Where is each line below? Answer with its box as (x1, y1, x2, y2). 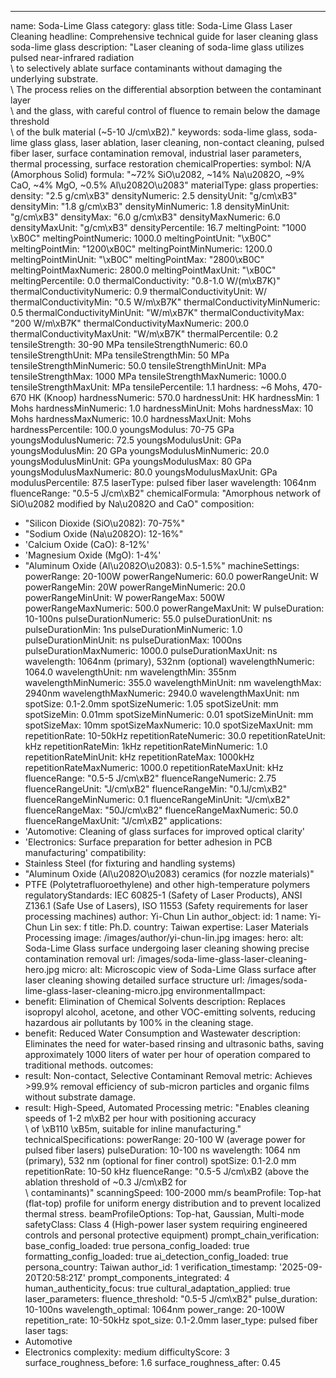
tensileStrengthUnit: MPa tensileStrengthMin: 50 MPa (10, 349, 230, 361)
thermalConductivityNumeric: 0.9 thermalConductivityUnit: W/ (10, 286, 268, 297)
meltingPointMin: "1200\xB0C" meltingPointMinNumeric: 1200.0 (10, 243, 273, 255)
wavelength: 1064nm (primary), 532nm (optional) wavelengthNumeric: (24, 656, 315, 667)
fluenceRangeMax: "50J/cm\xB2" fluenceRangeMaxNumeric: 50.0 (24, 804, 299, 816)
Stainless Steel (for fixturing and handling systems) (24, 857, 236, 869)
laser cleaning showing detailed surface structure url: (24, 974, 245, 986)
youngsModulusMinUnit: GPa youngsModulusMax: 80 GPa (10, 456, 252, 467)
